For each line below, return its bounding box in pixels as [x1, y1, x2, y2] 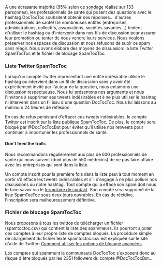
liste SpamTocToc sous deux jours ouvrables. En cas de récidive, [5, 192, 134, 198]
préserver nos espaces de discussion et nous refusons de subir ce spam [5, 40, 150, 46]
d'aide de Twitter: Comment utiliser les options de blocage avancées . [5, 240, 143, 247]
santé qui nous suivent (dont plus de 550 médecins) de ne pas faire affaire [5, 156, 153, 162]
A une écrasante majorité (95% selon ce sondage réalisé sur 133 [5, 4, 134, 10]
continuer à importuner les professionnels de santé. [5, 130, 108, 135]
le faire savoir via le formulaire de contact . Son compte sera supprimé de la [5, 186, 155, 192]
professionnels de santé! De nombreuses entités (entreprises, [5, 19, 128, 25]
